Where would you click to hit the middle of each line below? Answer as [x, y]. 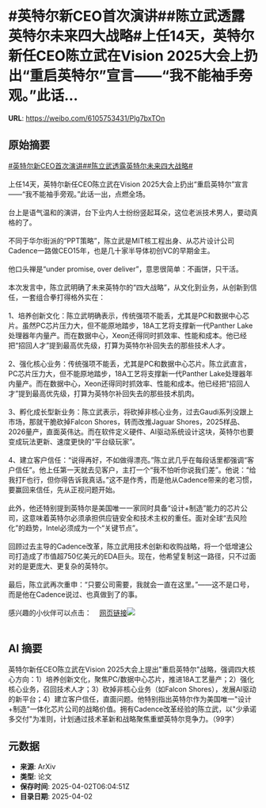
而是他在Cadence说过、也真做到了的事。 [75, 594]
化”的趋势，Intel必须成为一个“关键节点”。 [75, 528]
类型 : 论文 [36, 777]
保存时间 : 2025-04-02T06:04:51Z [74, 787]
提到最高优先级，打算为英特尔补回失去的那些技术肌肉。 [109, 393]
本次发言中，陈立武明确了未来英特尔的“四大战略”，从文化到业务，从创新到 [129, 287]
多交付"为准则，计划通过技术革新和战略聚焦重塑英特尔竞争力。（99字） [123, 718]
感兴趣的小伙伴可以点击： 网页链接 [68, 613]
